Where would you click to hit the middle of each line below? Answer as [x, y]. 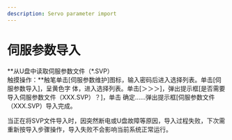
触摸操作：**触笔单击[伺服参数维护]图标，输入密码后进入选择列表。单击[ [111, 79]
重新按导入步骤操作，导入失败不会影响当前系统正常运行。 [90, 129]
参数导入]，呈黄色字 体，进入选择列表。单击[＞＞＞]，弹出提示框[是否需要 [119, 88]
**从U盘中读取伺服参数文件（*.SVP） [60, 71]
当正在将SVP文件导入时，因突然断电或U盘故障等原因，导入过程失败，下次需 [116, 120]
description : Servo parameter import [62, 14]
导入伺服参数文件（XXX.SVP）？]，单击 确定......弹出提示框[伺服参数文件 [111, 97]
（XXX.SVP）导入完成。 [42, 106]
